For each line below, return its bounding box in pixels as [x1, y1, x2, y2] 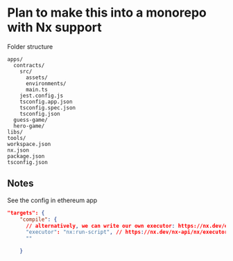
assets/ [25, 74, 49, 81]
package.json [7, 152, 45, 160]
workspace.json [7, 141, 51, 147]
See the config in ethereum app [7, 196, 98, 204]
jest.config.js [19, 92, 64, 99]
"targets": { [7, 209, 45, 216]
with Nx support [7, 19, 102, 35]
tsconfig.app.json [19, 98, 73, 105]
